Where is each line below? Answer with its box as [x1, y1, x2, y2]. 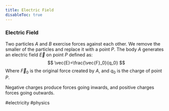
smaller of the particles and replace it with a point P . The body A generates [5, 46, 164, 52]
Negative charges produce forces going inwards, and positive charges [5, 84, 155, 90]
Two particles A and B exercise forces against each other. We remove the [5, 40, 161, 47]
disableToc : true [5, 12, 43, 17]
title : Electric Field [5, 7, 54, 13]
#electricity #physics [5, 99, 50, 105]
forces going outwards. [5, 90, 55, 96]
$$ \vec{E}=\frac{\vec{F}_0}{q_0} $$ [47, 59, 125, 65]
